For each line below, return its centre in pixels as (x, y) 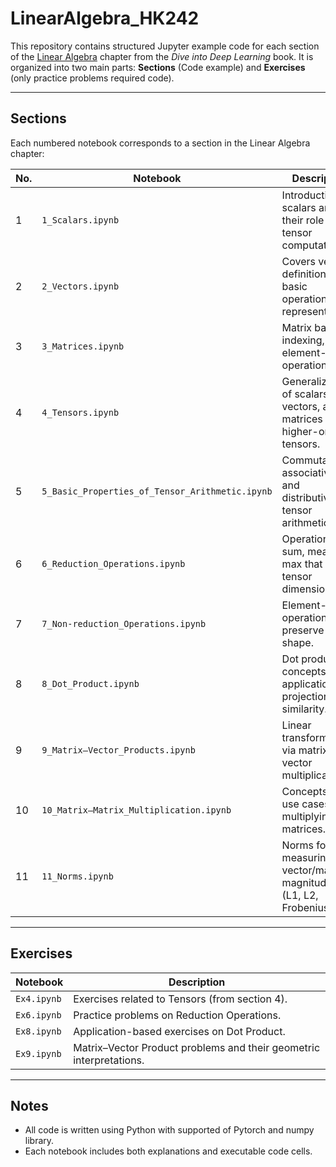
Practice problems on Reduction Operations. (177, 1015)
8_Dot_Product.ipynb (90, 683)
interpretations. (109, 1060)
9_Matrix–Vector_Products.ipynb (118, 750)
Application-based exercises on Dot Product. (179, 1031)
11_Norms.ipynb (77, 876)
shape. (297, 642)
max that (302, 564)
